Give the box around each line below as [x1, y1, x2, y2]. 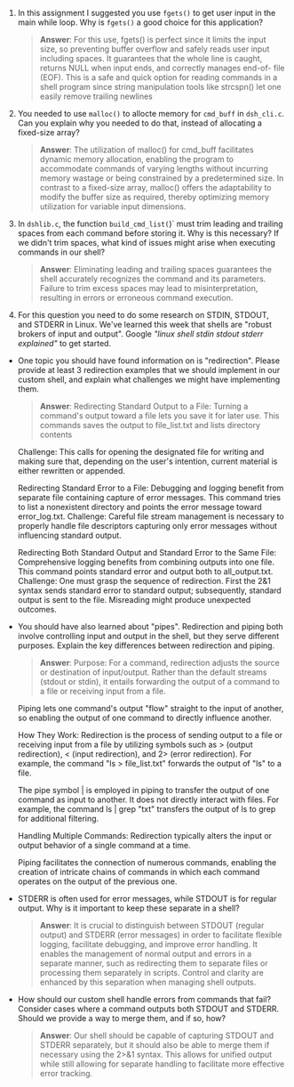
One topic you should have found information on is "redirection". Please [17, 355, 281, 366]
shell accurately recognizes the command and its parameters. [39, 273, 266, 284]
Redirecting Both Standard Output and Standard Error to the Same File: [17, 548, 277, 557]
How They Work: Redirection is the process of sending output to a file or [17, 730, 282, 740]
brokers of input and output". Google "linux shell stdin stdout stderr [17, 329, 264, 339]
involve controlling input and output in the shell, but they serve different [17, 631, 280, 641]
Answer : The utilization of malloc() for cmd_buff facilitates [39, 144, 255, 155]
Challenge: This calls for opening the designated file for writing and [17, 447, 265, 457]
